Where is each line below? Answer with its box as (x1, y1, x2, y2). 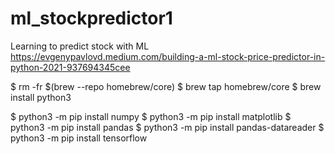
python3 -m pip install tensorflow (10, 132, 148, 144)
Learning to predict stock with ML (10, 40, 150, 52)
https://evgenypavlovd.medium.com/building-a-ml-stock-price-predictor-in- (10, 50, 326, 62)
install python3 (10, 91, 72, 103)
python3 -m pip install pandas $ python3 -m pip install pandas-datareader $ (10, 121, 325, 133)
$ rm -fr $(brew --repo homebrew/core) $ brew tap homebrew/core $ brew (10, 80, 322, 92)
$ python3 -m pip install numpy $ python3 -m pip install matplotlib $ (10, 110, 292, 122)
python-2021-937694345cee (10, 61, 131, 73)
